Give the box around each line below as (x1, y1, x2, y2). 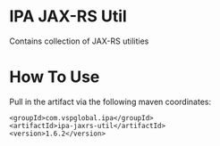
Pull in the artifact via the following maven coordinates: (9, 96, 212, 107)
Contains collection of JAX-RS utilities (9, 36, 149, 46)
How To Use (9, 67, 100, 87)
